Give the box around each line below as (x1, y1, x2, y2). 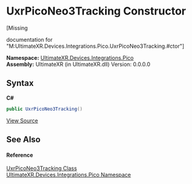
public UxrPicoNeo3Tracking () (6, 106, 83, 112)
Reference (6, 151, 33, 159)
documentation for (6, 36, 53, 43)
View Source (6, 117, 38, 124)
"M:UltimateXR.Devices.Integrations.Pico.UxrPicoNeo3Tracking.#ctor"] (6, 42, 185, 50)
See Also (6, 134, 41, 145)
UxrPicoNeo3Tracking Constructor (6, 4, 187, 18)
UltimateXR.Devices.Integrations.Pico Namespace (6, 171, 131, 179)
